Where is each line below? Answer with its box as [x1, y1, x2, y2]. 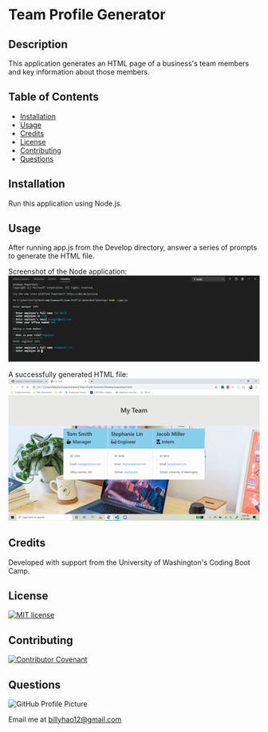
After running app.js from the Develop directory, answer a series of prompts [8, 242, 258, 253]
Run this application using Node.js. [8, 198, 122, 208]
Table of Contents [8, 90, 100, 104]
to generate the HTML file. [8, 251, 95, 261]
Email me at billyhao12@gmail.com [8, 714, 122, 724]
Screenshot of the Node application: [8, 266, 128, 277]
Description [8, 38, 68, 51]
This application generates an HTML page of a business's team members [8, 58, 250, 68]
